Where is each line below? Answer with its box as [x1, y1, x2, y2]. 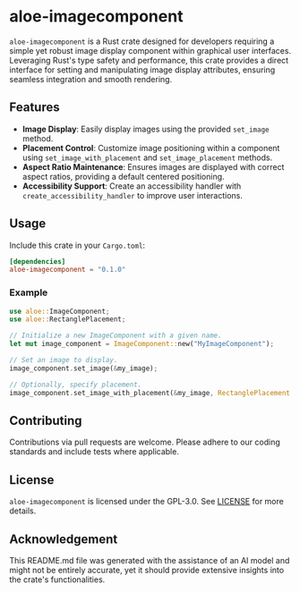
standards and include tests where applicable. [9, 446, 179, 457]
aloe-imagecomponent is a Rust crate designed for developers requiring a [9, 36, 275, 47]
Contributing [9, 413, 82, 428]
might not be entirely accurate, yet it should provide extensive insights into [9, 565, 285, 576]
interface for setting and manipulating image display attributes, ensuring [9, 64, 276, 75]
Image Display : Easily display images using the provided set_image [21, 123, 270, 134]
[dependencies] [9, 257, 66, 266]
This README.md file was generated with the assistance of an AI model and [9, 555, 290, 566]
